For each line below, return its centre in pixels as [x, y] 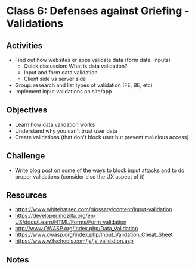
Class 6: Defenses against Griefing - [98, 11]
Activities [24, 46]
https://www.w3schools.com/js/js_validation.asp [74, 241]
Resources [27, 196]
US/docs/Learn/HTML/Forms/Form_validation [71, 222]
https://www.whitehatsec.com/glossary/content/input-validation [93, 209]
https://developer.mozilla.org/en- [55, 216]
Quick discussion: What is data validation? [75, 66]
